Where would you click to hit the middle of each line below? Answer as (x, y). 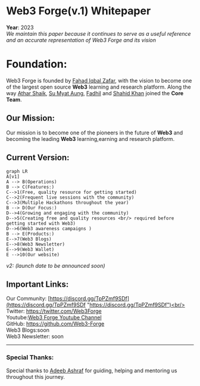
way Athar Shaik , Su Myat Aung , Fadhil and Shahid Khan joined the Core (95, 93)
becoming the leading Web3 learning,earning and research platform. (90, 139)
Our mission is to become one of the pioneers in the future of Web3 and (95, 133)
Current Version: (38, 158)
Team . (14, 99)
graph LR (17, 171)
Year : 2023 (20, 27)
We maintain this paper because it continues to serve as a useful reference (99, 33)
